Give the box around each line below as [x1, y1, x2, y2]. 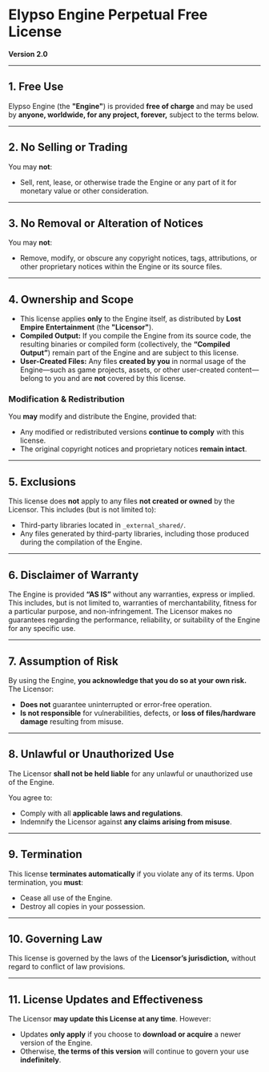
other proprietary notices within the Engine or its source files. [19, 262, 223, 272]
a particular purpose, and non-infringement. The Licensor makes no [8, 607, 233, 617]
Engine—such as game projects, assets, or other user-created [19, 365, 226, 374]
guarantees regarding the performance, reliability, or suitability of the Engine [8, 615, 260, 625]
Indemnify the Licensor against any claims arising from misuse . [19, 816, 232, 827]
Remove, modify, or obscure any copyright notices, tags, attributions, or [19, 253, 258, 263]
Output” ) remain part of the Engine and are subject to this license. [19, 348, 239, 358]
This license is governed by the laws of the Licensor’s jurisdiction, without [8, 953, 256, 963]
